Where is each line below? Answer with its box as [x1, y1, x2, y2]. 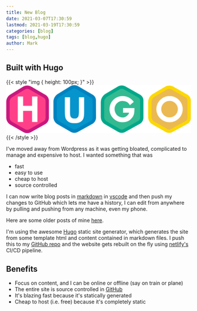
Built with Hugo [6, 63, 63, 73]
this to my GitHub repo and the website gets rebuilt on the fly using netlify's [6, 241, 189, 248]
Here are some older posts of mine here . [6, 217, 104, 224]
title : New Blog [6, 9, 46, 15]
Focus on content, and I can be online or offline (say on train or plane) [14, 279, 184, 287]
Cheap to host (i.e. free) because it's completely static [14, 298, 146, 305]
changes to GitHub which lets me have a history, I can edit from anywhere [6, 200, 185, 207]
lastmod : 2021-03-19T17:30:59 [6, 22, 80, 28]
